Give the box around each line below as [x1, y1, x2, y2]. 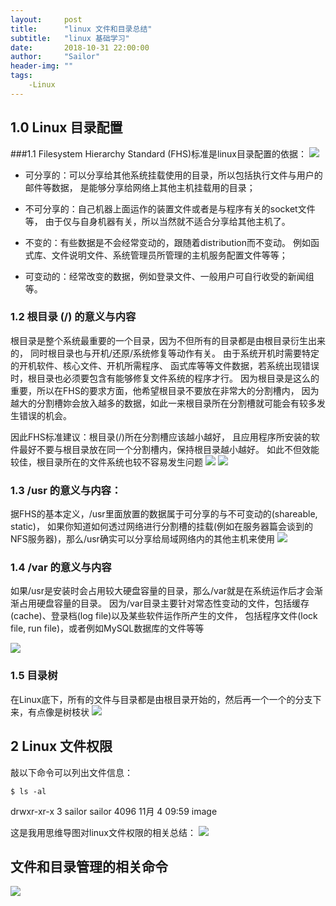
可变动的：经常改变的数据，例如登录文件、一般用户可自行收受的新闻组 [24, 270, 315, 282]
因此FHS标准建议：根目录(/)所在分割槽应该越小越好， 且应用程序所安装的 [10, 431, 312, 443]
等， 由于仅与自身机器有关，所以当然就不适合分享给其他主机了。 [24, 215, 291, 227]
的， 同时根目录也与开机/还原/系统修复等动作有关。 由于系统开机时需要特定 [10, 347, 320, 359]
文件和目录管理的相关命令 [10, 858, 168, 875]
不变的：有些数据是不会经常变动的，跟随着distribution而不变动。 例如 [24, 236, 311, 248]
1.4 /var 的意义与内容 [10, 561, 112, 575]
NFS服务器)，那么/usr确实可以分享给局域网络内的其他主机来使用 [10, 533, 275, 545]
